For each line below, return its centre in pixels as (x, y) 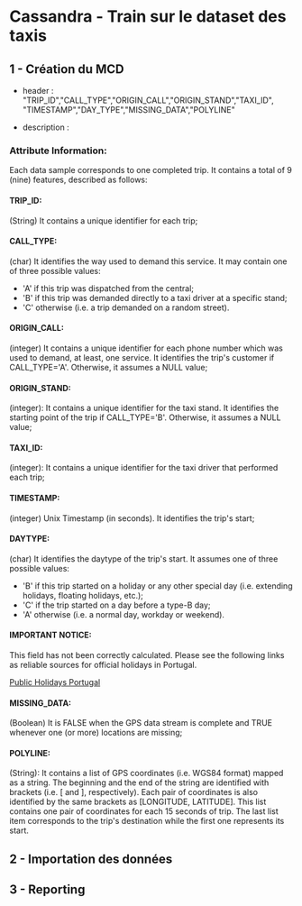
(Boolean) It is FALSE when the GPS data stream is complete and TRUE (141, 723)
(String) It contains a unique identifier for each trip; (104, 220)
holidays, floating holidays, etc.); (83, 595)
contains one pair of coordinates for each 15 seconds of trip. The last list (144, 811)
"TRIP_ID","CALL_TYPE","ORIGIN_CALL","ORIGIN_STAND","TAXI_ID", (148, 100)
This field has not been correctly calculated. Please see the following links (147, 654)
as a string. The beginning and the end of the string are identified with (139, 782)
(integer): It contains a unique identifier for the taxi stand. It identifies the (144, 408)
